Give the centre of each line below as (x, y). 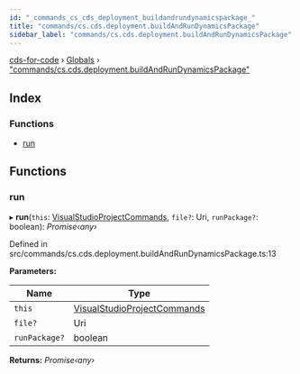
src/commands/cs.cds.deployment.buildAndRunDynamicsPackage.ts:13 (143, 253)
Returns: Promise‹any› (52, 360)
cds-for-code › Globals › (55, 60)
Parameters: (33, 270)
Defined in (28, 243)
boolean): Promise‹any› (53, 226)
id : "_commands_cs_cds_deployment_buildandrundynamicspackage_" (132, 18)
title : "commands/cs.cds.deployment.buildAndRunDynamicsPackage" (134, 26)
